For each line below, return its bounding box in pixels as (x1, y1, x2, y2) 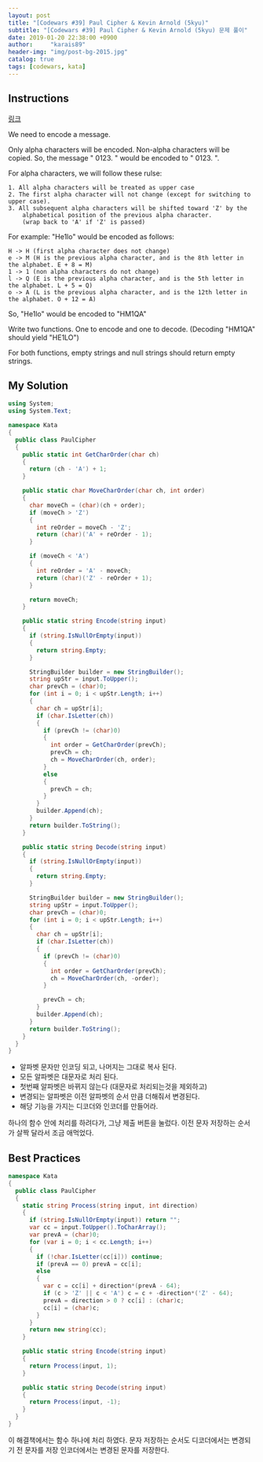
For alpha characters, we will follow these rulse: (8, 168, 163, 178)
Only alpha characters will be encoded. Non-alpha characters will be (8, 145, 230, 154)
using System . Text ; (8, 407, 72, 415)
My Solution (8, 378, 69, 392)
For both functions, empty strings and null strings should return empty (8, 348, 236, 357)
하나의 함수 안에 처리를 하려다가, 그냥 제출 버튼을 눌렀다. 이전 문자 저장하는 (8, 1118, 236, 1128)
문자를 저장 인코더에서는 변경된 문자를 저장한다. (24, 1445, 170, 1454)
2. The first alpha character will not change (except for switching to (8, 190, 251, 198)
